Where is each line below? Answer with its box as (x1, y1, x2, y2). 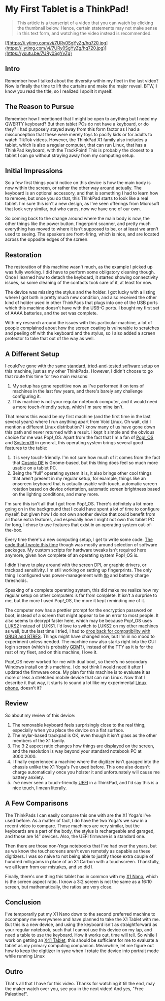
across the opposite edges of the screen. (5, 236, 89, 242)
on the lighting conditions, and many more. (12, 491, 99, 497)
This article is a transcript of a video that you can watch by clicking (17, 20, 154, 26)
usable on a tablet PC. (12, 465, 58, 471)
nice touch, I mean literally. (12, 785, 67, 791)
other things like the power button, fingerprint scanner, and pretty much (5, 221, 151, 227)
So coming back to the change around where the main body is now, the (5, 216, 150, 222)
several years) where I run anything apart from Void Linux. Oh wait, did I (5, 419, 151, 424)
